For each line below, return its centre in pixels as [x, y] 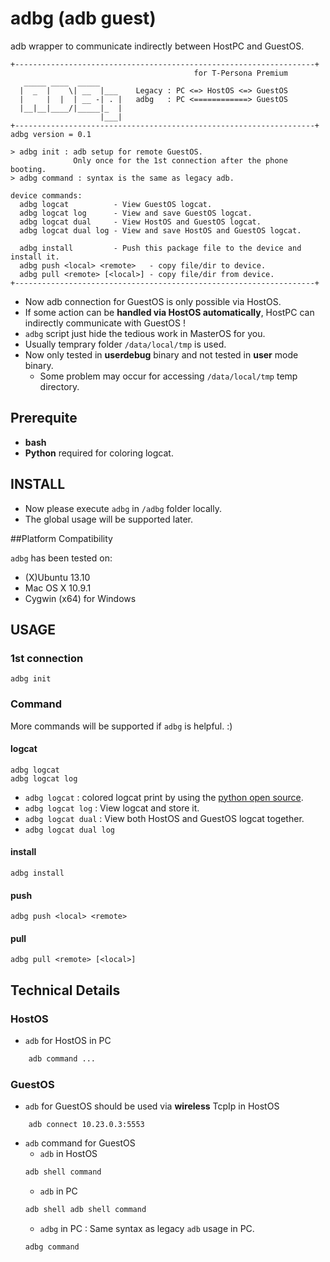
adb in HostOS [68, 1154]
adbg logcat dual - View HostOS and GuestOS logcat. [140, 222]
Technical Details [65, 990]
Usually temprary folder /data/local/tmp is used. [125, 344]
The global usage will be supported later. [109, 519]
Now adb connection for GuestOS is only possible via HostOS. [153, 301]
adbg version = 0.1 [51, 134]
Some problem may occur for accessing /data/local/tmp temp [168, 376]
